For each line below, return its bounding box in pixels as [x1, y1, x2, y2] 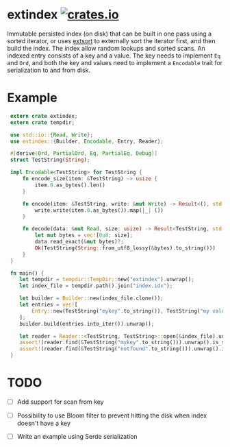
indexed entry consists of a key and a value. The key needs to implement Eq [7, 51, 221, 60]
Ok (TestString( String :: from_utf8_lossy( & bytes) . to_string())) [34, 244, 216, 252]
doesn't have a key [16, 419, 71, 428]
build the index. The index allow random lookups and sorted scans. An [7, 44, 205, 52]
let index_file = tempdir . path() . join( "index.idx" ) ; [19, 282, 173, 289]
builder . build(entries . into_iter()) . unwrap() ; [19, 320, 155, 327]
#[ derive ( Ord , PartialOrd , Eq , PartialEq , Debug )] [10, 150, 157, 157]
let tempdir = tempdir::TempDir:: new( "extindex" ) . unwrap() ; [19, 276, 194, 283]
